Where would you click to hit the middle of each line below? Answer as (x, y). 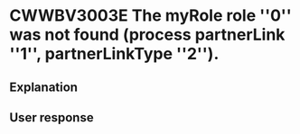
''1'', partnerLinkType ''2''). (114, 54)
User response (52, 117)
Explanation (44, 87)
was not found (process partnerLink (147, 35)
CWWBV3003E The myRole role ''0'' (150, 16)
